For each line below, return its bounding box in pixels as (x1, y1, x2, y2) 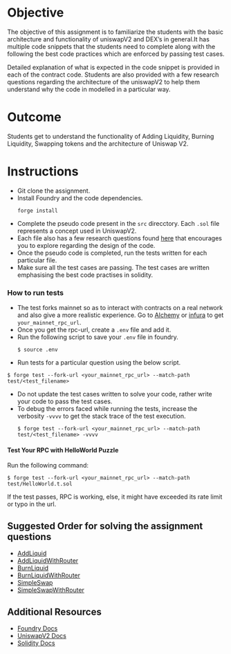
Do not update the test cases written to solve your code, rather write (17, 390, 212, 398)
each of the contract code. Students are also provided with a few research (7, 70, 219, 79)
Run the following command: (7, 461, 89, 470)
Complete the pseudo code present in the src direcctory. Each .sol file (17, 219, 220, 227)
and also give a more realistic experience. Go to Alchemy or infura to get (17, 311, 224, 319)
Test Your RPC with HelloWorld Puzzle (7, 445, 119, 454)
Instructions (7, 164, 79, 180)
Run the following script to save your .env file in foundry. (17, 333, 178, 341)
